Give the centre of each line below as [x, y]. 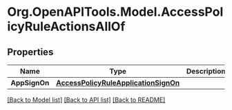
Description [206, 71]
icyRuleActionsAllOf [66, 26]
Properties [30, 52]
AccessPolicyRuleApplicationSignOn [118, 83]
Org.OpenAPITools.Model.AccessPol [115, 12]
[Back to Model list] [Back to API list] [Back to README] [86, 100]
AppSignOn [30, 83]
